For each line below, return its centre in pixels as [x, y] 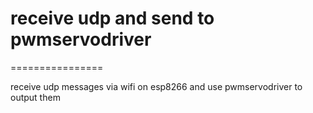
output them [35, 97]
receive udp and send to [112, 18]
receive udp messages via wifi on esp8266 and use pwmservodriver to [156, 86]
